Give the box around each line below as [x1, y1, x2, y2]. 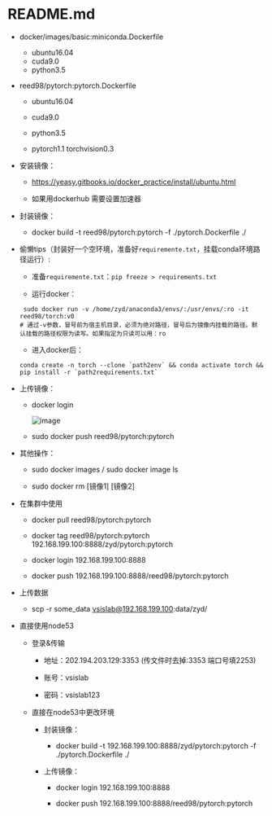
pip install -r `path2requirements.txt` [19, 368, 158, 376]
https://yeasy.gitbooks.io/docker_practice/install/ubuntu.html [31, 177, 236, 186]
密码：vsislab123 [43, 690, 101, 700]
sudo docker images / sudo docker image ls [31, 464, 179, 474]
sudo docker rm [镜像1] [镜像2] [31, 481, 136, 491]
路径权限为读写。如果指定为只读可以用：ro [43, 329, 166, 338]
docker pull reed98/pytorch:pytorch [31, 515, 152, 524]
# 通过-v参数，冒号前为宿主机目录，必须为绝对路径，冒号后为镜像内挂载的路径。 [19, 321, 253, 329]
